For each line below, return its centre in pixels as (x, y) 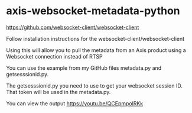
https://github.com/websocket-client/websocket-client (73, 27)
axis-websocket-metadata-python (93, 11)
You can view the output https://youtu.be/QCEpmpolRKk (75, 103)
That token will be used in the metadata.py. (58, 92)
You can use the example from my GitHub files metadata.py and (84, 68)
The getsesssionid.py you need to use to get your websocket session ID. (95, 85)
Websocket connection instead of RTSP (54, 56)
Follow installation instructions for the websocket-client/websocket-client (95, 38)
